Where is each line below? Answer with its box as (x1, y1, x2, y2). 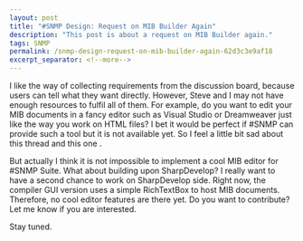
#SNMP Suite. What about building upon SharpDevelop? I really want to (9, 165, 276, 176)
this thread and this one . (9, 138, 102, 149)
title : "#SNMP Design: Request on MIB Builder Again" (9, 22, 217, 31)
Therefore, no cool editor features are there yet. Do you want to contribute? (9, 194, 290, 205)
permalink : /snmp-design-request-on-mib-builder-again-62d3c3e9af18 (9, 47, 273, 56)
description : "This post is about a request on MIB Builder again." (9, 30, 273, 39)
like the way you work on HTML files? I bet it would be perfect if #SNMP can (9, 119, 294, 130)
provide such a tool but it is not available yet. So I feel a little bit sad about (9, 129, 284, 139)
